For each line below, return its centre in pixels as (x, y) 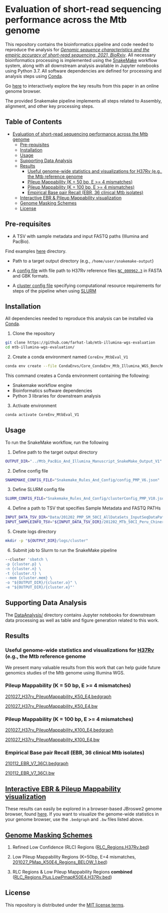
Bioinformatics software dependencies (52, 390)
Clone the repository (33, 333)
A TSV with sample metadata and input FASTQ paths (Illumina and (80, 236)
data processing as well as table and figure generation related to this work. (82, 620)
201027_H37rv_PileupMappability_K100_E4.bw (52, 740)
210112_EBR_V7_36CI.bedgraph (37, 763)
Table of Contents (34, 122)
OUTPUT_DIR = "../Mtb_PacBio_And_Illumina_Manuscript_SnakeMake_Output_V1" (84, 461)
